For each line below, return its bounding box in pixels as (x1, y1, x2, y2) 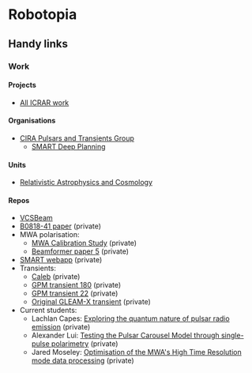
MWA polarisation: (19, 230, 80, 239)
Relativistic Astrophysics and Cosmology (19, 178, 152, 187)
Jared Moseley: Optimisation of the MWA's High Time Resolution (31, 348, 243, 357)
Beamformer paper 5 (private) (31, 247, 129, 256)
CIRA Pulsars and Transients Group (19, 133, 134, 143)
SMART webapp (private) (19, 255, 103, 265)
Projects (8, 81, 37, 90)
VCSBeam (19, 213, 53, 223)
